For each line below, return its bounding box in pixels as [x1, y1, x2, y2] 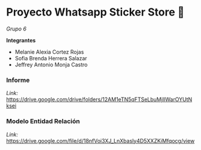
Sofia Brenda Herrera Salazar [14, 54, 87, 62]
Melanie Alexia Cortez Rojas [14, 48, 84, 56]
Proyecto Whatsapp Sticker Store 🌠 [6, 5, 185, 19]
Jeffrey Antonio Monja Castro [14, 61, 88, 68]
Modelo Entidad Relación [6, 117, 80, 125]
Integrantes [6, 36, 36, 44]
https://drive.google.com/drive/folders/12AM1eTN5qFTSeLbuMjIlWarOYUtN [6, 96, 193, 103]
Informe [6, 76, 30, 84]
